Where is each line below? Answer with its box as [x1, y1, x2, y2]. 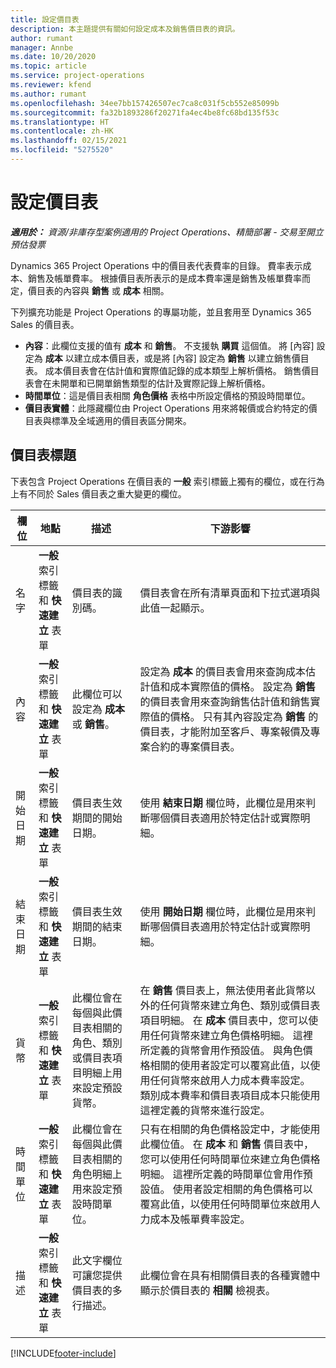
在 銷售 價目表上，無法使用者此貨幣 [139, 983, 307, 997]
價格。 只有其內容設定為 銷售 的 [169, 709, 319, 723]
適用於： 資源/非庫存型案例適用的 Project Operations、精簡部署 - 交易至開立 [10, 226, 324, 238]
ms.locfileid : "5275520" [10, 145, 114, 155]
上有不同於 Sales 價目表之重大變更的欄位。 [10, 487, 187, 500]
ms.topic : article [10, 61, 87, 71]
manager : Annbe [10, 42, 74, 53]
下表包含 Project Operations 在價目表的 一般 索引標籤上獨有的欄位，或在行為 [10, 475, 325, 487]
